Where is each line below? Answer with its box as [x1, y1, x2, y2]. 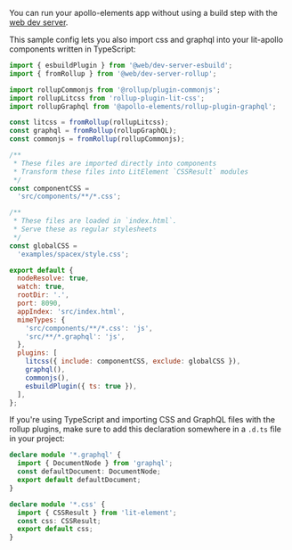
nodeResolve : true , [17, 274, 90, 283]
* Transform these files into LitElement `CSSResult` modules [12, 167, 249, 176]
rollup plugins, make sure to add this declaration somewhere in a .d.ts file [9, 423, 282, 435]
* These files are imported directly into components [12, 159, 217, 168]
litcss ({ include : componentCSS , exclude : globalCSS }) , [25, 357, 241, 366]
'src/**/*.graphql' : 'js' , [25, 332, 126, 341]
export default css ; [17, 525, 93, 534]
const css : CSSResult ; [17, 516, 101, 525]
